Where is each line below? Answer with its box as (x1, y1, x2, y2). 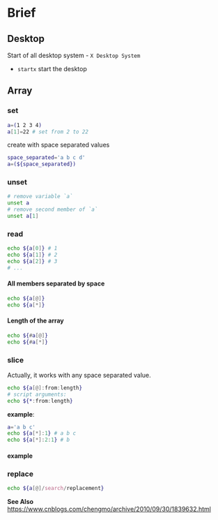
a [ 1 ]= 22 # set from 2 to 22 (7, 128, 89, 135)
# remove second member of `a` (7, 206, 98, 214)
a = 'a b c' (7, 424, 36, 431)
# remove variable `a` (7, 193, 73, 200)
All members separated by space (7, 279, 105, 288)
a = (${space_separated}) (7, 161, 77, 168)
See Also (7, 498, 33, 505)
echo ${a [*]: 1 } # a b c (7, 430, 77, 437)
